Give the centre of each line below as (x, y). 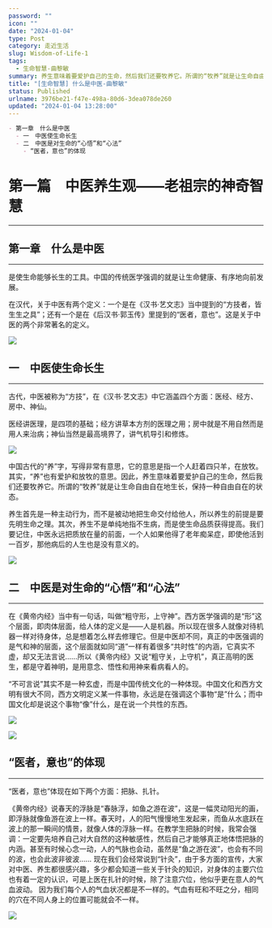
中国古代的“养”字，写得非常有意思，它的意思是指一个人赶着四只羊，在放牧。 (136, 466)
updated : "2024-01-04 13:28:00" (63, 106)
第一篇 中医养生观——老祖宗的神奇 (129, 186)
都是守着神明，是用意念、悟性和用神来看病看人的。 (107, 666)
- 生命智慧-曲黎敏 (42, 69)
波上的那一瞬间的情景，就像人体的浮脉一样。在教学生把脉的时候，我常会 (129, 828)
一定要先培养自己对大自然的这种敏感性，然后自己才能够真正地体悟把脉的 (143, 838)
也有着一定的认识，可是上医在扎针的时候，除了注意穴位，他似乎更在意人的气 (136, 879)
